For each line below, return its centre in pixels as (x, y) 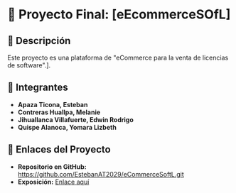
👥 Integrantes (38, 88)
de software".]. (29, 65)
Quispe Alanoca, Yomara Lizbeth (67, 127)
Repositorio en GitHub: (52, 167)
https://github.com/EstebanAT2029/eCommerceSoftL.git (101, 174)
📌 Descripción (39, 41)
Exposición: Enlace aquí (53, 182)
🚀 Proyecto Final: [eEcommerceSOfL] (119, 15)
